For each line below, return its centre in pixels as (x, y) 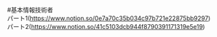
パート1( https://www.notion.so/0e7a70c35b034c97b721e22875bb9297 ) (109, 18)
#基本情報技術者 (30, 10)
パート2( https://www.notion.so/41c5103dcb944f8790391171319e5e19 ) (106, 27)
